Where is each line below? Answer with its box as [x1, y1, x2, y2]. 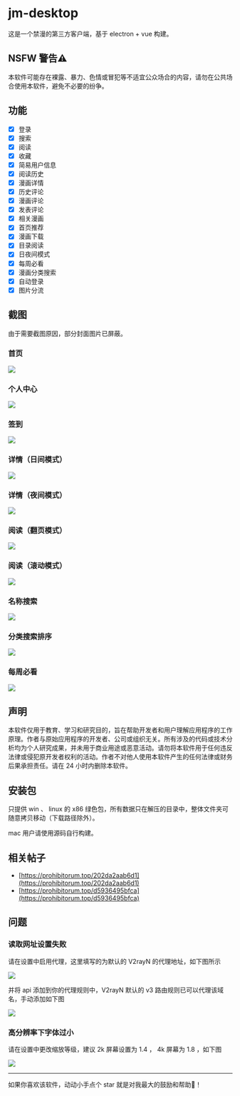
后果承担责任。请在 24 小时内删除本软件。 [8, 761, 132, 770]
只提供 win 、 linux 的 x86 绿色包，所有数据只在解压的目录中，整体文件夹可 [8, 805, 229, 813]
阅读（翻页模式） [8, 525, 67, 535]
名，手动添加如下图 [8, 994, 65, 1003]
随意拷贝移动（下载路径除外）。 [8, 813, 99, 822]
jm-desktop [8, 5, 79, 21]
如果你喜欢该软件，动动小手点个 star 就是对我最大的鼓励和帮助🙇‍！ [8, 1080, 202, 1089]
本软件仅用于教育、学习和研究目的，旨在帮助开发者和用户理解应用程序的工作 [8, 726, 233, 734]
